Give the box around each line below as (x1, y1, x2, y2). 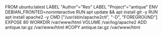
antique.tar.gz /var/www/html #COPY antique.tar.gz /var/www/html (5, 24, 140, 30)
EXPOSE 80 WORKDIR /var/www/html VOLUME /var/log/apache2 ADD (5, 19, 147, 25)
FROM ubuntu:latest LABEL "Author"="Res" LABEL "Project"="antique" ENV (5, 4, 158, 10)
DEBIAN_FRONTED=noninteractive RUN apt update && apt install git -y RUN (5, 9, 158, 15)
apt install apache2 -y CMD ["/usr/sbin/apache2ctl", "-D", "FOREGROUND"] (5, 14, 158, 20)
